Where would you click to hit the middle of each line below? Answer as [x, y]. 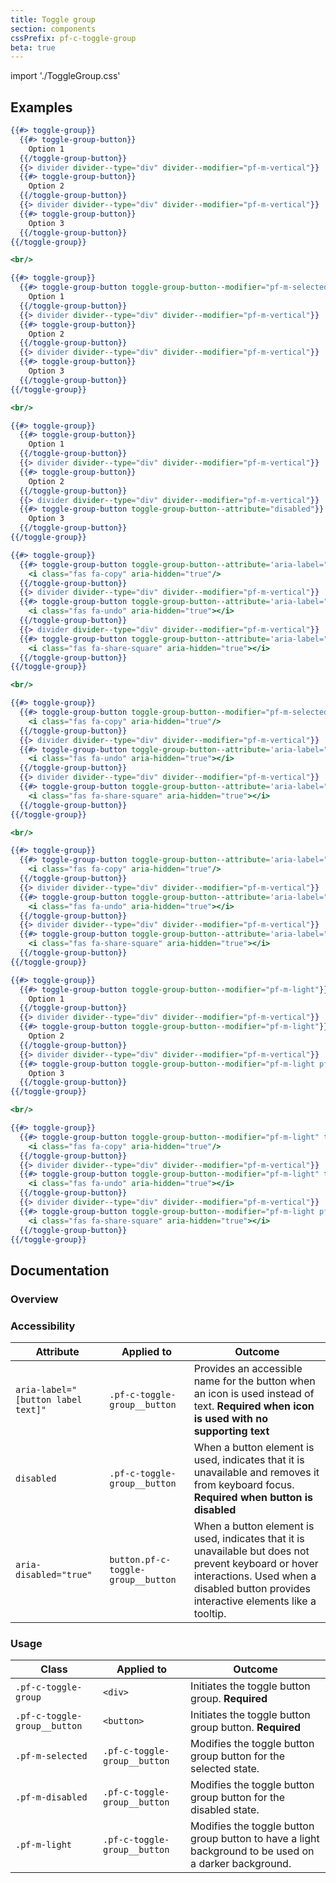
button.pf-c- [140, 1560]
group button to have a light [255, 1839]
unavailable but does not [251, 1551]
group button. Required [245, 1728]
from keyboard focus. [244, 1485]
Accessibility [43, 1326]
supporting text [231, 1431]
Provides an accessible [248, 1369]
